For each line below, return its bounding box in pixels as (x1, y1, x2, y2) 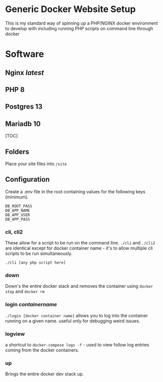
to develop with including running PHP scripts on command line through (5, 25, 153, 31)
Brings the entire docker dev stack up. (5, 371, 84, 377)
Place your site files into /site (5, 161, 67, 167)
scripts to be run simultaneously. (5, 250, 72, 257)
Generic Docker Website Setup (5, 4, 136, 15)
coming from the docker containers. (5, 347, 79, 353)
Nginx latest (5, 68, 44, 77)
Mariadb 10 (5, 119, 41, 128)
